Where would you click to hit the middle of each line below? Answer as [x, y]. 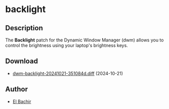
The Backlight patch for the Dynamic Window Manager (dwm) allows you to [85, 40]
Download [22, 61]
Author [16, 89]
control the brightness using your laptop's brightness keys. [67, 45]
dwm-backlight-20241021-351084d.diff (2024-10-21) [68, 73]
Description [24, 28]
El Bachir [22, 101]
